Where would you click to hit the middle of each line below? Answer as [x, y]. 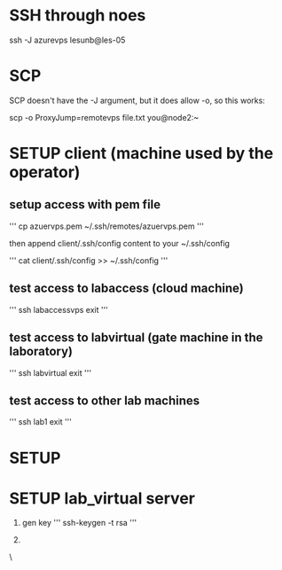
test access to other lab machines [105, 400]
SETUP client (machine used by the [141, 154]
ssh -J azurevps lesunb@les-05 [67, 40]
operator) [45, 172]
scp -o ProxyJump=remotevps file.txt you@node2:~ [104, 117]
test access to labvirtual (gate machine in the [136, 338]
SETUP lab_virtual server [102, 498]
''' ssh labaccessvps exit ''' [59, 309]
